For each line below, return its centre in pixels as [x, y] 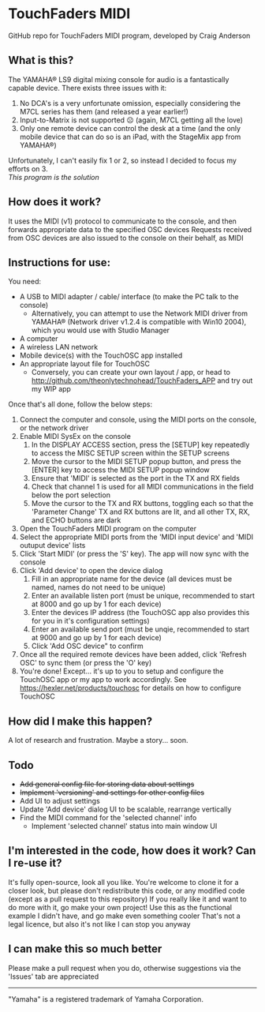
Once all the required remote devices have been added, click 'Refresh [133, 654]
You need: [25, 282]
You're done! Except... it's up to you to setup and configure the [121, 671]
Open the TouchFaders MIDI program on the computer [108, 529]
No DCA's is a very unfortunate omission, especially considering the [130, 103]
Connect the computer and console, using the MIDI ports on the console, [138, 420]
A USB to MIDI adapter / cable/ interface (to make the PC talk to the [129, 297]
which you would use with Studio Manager [101, 330]
